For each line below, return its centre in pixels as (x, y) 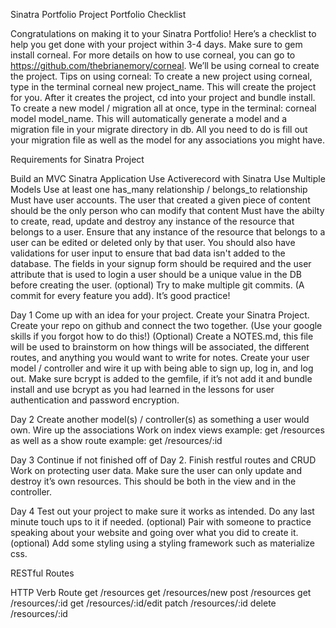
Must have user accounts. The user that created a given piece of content (160, 200)
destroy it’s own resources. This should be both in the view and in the (153, 481)
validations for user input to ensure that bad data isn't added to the (148, 253)
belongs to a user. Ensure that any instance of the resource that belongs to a (168, 232)
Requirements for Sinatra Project (77, 159)
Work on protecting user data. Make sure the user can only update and (156, 470)
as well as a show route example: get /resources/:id (116, 440)
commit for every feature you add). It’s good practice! (120, 295)
